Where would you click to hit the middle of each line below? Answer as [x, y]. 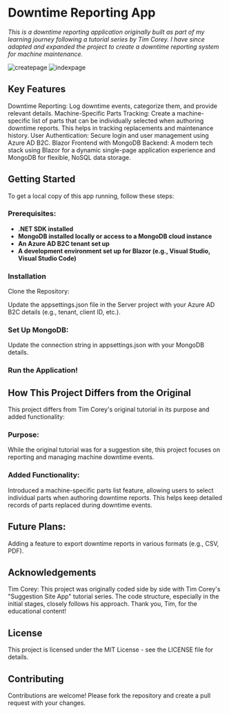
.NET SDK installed [46, 229]
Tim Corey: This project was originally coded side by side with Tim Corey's [114, 589]
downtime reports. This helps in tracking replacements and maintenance [111, 128]
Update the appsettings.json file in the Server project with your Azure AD [111, 305]
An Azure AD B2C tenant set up [63, 243]
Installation [27, 276]
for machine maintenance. [46, 54]
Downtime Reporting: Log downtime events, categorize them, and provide [113, 106]
